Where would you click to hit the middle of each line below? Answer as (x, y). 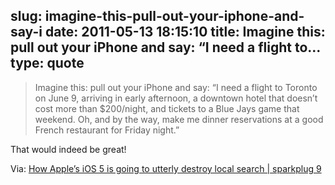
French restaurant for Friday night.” (107, 130)
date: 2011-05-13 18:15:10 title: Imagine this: (185, 32)
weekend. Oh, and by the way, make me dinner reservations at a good (179, 119)
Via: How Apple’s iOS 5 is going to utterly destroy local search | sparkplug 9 (166, 168)
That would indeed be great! (68, 149)
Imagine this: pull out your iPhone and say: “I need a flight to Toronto (176, 87)
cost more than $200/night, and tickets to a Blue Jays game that (167, 108)
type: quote (47, 63)
